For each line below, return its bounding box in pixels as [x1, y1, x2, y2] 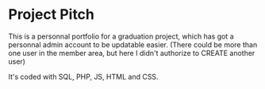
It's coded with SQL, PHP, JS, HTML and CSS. [8, 72, 159, 81]
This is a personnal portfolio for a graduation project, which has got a [8, 32, 234, 41]
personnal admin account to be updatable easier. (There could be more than [8, 39, 258, 49]
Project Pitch [8, 6, 95, 24]
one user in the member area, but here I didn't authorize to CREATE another [8, 48, 255, 57]
